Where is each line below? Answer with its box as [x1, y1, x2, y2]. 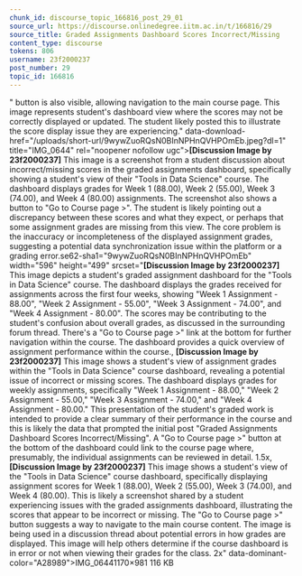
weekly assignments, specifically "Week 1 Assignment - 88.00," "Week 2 [9, 385, 279, 395]
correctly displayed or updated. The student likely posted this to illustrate [9, 116, 281, 126]
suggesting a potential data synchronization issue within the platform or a [9, 240, 282, 251]
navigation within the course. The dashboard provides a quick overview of [9, 336, 286, 348]
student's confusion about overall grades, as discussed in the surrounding [9, 317, 286, 328]
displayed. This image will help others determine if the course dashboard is [9, 538, 288, 549]
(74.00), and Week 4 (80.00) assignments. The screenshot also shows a [9, 192, 278, 203]
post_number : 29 [9, 64, 70, 73]
